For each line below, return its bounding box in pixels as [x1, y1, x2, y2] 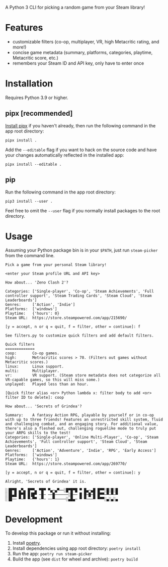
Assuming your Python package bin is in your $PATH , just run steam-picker [5, 247, 158, 253]
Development [5, 513, 63, 525]
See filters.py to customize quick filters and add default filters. [5, 333, 154, 338]
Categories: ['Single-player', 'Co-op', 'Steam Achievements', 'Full [5, 289, 154, 294]
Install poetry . [12, 540, 41, 546]
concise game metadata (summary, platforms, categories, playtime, [12, 49, 153, 55]
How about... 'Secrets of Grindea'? [5, 404, 82, 409]
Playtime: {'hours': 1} [5, 457, 59, 462]
